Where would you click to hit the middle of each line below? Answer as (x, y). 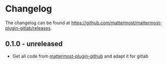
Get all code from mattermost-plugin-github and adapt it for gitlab (80, 56)
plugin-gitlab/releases (28, 28)
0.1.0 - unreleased (34, 44)
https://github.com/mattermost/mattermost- (116, 23)
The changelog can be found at (38, 23)
